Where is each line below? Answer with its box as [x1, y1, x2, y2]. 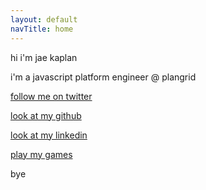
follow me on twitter [10, 90, 93, 102]
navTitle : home [10, 24, 74, 34]
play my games [10, 148, 73, 160]
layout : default [10, 14, 78, 25]
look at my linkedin [10, 129, 88, 141]
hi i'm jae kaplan [10, 51, 78, 63]
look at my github [10, 109, 82, 121]
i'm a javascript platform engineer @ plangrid [10, 71, 197, 83]
